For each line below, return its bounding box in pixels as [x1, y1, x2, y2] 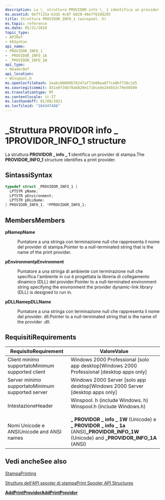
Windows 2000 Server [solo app [70, 376, 146, 383]
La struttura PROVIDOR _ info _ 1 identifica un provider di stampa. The [5, 151, 145, 157]
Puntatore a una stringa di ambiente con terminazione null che [17, 268, 143, 274]
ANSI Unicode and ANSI [7, 428, 62, 435]
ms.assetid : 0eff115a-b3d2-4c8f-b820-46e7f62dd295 [5, 12, 111, 17]
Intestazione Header [7, 402, 53, 409]
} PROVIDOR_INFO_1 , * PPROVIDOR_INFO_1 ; [5, 203, 87, 208]
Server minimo [7, 376, 42, 383]
